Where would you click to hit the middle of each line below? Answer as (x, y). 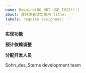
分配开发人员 (18, 55)
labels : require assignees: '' (38, 19)
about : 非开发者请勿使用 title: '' (39, 14)
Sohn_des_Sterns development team (43, 65)
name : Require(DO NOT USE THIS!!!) (42, 10)
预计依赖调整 (18, 44)
